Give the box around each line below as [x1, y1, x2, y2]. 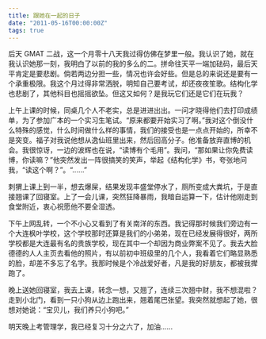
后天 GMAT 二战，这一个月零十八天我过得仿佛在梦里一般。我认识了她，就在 [8, 49, 255, 59]
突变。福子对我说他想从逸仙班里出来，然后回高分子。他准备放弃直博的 [14, 136, 244, 145]
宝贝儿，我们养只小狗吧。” [46, 305, 129, 314]
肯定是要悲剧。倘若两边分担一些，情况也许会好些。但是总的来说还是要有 [14, 69, 251, 79]
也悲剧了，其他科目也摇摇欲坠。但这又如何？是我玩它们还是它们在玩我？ [8, 89, 244, 98]
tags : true [8, 26, 44, 34]
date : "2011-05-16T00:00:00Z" [8, 19, 108, 27]
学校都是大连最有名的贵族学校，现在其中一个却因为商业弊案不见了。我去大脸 [8, 239, 258, 248]
